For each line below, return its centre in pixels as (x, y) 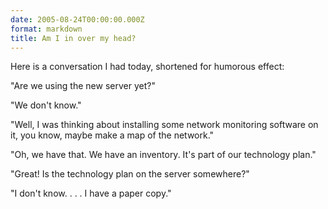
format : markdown (46, 29)
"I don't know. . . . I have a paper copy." (91, 193)
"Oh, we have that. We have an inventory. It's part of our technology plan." (163, 155)
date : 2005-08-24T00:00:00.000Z (77, 19)
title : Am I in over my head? (73, 38)
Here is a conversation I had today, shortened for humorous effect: (147, 67)
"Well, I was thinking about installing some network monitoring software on (164, 125)
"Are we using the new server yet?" (83, 86)
